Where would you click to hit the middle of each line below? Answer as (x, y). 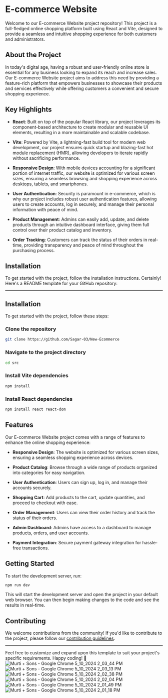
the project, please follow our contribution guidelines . (60, 638)
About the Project (33, 55)
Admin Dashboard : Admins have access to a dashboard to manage (82, 527)
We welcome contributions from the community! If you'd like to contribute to (84, 633)
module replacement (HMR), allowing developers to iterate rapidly (80, 153)
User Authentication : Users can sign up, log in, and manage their (80, 482)
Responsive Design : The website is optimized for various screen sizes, (86, 452)
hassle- (150, 542)
